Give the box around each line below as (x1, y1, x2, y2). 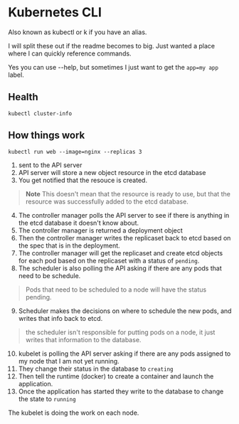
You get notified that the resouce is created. (18, 176, 148, 184)
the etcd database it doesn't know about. (18, 218, 139, 227)
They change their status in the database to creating (18, 364, 174, 373)
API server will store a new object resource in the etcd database (18, 168, 206, 176)
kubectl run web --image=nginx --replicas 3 (8, 148, 142, 155)
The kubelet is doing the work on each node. (8, 408, 139, 417)
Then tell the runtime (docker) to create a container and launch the (18, 371, 214, 381)
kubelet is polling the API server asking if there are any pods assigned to (18, 349, 231, 358)
